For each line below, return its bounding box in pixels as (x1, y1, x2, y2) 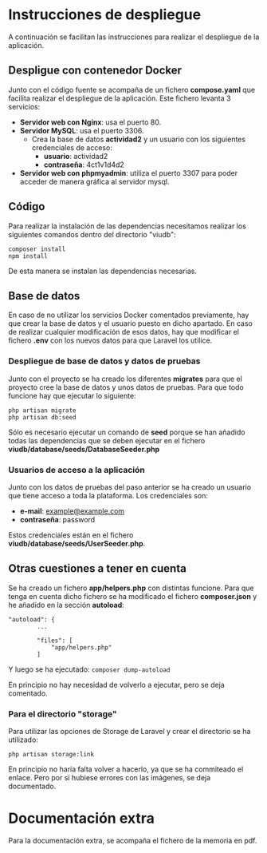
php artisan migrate (8, 406, 77, 415)
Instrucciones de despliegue (8, 6, 202, 24)
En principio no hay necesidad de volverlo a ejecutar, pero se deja (8, 680, 225, 689)
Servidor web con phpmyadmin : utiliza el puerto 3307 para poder (19, 168, 238, 177)
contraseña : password (19, 514, 96, 524)
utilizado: (8, 735, 38, 744)
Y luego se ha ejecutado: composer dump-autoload (8, 665, 171, 674)
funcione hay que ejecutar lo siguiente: (8, 391, 137, 400)
